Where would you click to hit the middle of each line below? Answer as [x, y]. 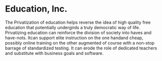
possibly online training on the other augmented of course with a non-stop [80, 43]
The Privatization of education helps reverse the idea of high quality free [78, 22]
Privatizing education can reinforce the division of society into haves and [78, 32]
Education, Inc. [36, 9]
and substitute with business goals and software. [54, 53]
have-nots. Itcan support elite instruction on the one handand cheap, [74, 38]
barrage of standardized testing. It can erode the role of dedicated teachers [81, 48]
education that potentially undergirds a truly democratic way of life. [73, 27]
